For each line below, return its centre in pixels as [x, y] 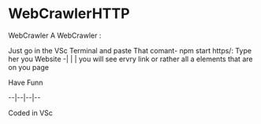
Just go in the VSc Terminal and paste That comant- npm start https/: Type [130, 50]
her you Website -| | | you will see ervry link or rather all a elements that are [130, 59]
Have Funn [26, 82]
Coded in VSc [31, 113]
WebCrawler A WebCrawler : [55, 35]
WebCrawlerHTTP [69, 14]
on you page [29, 67]
